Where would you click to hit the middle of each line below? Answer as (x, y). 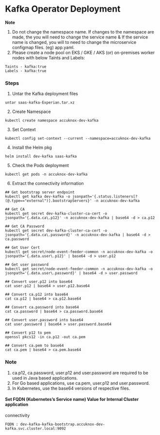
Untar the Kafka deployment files (45, 94)
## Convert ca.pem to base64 (34, 346)
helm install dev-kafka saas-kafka (41, 157)
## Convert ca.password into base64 (42, 308)
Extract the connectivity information (48, 183)
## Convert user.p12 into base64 (39, 282)
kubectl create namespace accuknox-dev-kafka (52, 121)
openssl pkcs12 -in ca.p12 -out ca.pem (45, 337)
